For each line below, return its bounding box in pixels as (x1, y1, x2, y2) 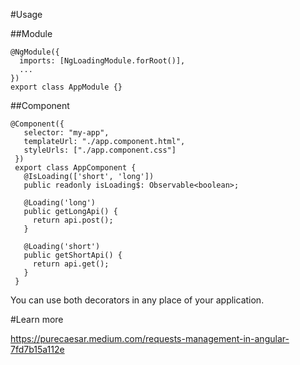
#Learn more (10, 314, 64, 325)
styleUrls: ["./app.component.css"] (23, 145, 177, 155)
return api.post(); (32, 215, 114, 225)
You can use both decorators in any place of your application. (10, 294, 265, 306)
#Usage (10, 9, 43, 20)
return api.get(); (32, 259, 110, 269)
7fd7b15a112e (10, 344, 65, 355)
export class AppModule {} (10, 82, 123, 92)
